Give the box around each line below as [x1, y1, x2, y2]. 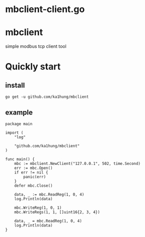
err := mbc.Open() [14, 165, 53, 170]
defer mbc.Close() [14, 183, 53, 188]
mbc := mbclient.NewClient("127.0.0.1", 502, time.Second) [14, 161, 141, 166]
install [5, 81, 25, 89]
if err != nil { [14, 170, 49, 175]
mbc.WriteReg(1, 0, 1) [14, 205, 62, 210]
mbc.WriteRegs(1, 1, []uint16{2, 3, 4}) [14, 209, 100, 215]
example [5, 108, 33, 116]
